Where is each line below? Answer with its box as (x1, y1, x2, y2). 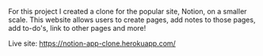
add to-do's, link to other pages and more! (8, 24, 147, 32)
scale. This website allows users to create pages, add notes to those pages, (8, 15, 256, 24)
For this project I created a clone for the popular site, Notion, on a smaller (8, 7, 247, 16)
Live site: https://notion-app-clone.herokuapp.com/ (8, 39, 176, 48)
